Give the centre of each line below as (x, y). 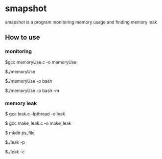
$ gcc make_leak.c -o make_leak (38, 123)
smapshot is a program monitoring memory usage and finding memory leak (81, 22)
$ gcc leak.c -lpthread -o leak (35, 114)
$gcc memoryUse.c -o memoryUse (41, 62)
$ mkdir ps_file (20, 133)
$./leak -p (15, 142)
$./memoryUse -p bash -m (32, 91)
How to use (23, 37)
